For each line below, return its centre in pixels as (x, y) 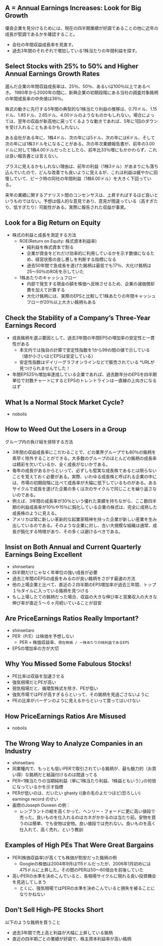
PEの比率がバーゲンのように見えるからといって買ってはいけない (76, 700)
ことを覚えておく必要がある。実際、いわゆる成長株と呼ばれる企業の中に (84, 476)
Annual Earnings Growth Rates (52, 74)
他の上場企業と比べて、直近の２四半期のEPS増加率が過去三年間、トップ (84, 584)
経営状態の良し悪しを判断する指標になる (76, 259)
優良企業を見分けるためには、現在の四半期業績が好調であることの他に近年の (82, 28)
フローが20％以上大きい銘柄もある (61, 302)
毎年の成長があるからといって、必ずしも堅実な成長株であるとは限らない (84, 470)
